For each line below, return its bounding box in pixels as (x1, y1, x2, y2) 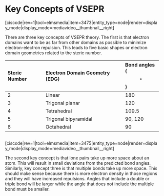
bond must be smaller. (5, 186, 50, 192)
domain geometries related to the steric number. (5, 50, 102, 56)
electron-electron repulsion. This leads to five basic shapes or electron (5, 44, 148, 50)
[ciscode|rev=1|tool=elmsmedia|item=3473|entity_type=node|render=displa (5, 20, 158, 25)
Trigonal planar (45, 99, 81, 106)
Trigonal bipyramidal (45, 115, 93, 122)
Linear (45, 91, 60, 98)
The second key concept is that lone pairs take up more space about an (5, 155, 150, 161)
